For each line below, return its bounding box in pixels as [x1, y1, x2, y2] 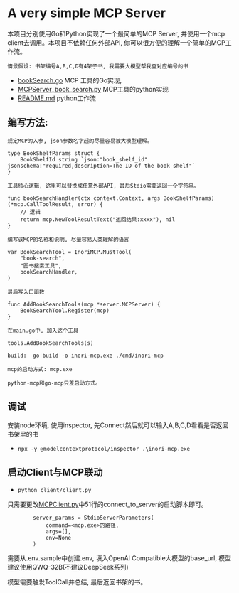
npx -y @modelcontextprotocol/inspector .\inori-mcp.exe [17, 445, 191, 452]
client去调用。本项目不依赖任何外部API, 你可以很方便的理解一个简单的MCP [7, 38, 225, 47]
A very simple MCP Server [7, 5, 166, 21]
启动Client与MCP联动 [7, 466, 103, 478]
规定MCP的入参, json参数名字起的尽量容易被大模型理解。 [7, 137, 153, 144]
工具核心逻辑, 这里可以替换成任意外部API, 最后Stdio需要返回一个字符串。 [7, 182, 199, 189]
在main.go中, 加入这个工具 [7, 327, 79, 334]
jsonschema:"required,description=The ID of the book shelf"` [7, 162, 196, 169]
